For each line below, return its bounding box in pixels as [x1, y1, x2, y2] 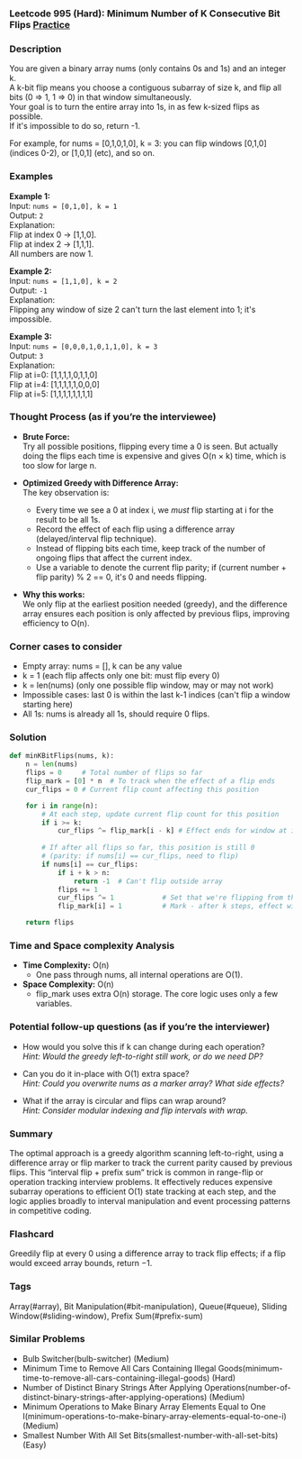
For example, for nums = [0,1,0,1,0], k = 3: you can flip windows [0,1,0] [9, 138, 267, 149]
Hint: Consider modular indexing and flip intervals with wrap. [22, 1105, 249, 1116]
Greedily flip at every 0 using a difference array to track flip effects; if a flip [9, 1248, 286, 1259]
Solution [9, 731, 48, 743]
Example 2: [9, 265, 52, 277]
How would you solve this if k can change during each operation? [22, 1041, 265, 1052]
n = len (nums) [25, 760, 78, 769]
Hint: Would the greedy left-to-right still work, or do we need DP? [22, 1051, 263, 1062]
